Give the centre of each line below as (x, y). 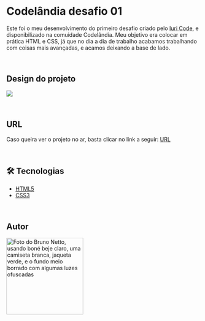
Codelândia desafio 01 (64, 11)
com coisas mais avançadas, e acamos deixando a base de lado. (88, 48)
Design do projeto (41, 79)
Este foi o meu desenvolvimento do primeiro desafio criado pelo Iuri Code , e (102, 28)
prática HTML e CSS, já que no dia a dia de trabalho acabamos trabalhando (102, 41)
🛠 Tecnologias (35, 171)
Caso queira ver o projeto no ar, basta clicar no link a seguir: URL (88, 139)
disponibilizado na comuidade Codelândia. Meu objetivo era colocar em (97, 34)
